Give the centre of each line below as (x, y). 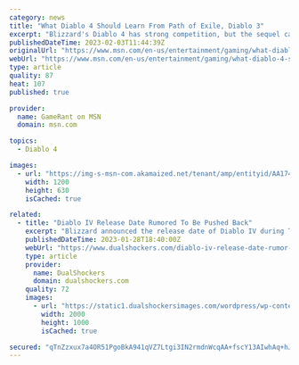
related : (25, 215)
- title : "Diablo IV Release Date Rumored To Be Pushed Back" (135, 223)
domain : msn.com (47, 125)
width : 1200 (47, 182)
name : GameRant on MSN (59, 117)
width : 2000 (64, 314)
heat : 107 (28, 84)
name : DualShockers (69, 273)
